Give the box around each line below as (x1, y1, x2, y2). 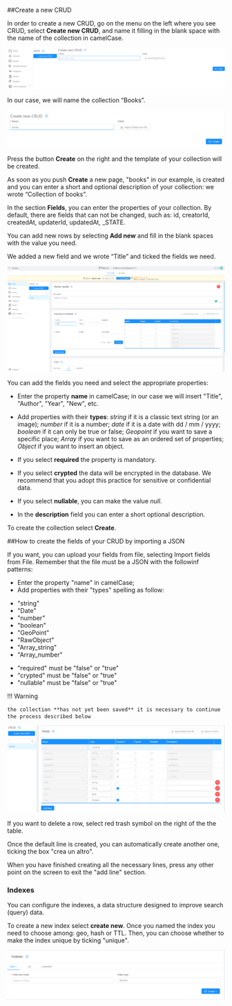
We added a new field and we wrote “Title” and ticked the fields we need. (7, 252, 216, 260)
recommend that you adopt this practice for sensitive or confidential (17, 476, 211, 485)
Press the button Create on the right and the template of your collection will (7, 155, 222, 163)
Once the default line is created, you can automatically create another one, (7, 840, 220, 848)
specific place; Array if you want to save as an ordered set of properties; (17, 435, 224, 443)
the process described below (7, 713, 91, 720)
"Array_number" (17, 650, 64, 659)
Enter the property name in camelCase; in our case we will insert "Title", (17, 392, 223, 400)
